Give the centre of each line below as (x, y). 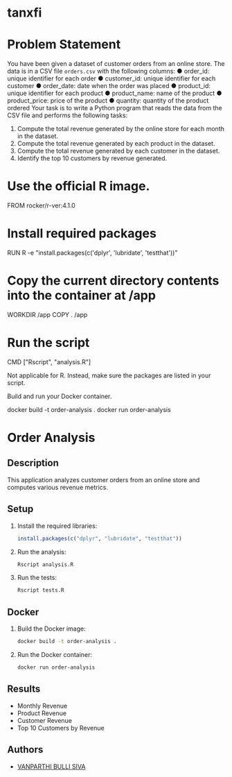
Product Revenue (42, 713)
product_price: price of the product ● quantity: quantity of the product (108, 101)
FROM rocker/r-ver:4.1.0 (42, 205)
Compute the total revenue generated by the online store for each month (121, 129)
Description (33, 463)
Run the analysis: (42, 552)
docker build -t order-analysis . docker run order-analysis (89, 409)
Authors (25, 750)
